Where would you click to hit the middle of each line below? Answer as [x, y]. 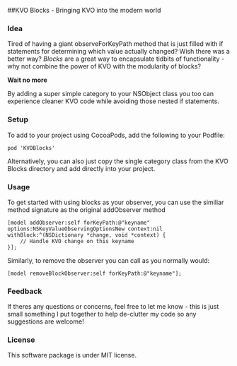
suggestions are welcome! [46, 321]
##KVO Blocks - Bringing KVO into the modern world [84, 10]
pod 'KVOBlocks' [31, 148]
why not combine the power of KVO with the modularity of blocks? [104, 66]
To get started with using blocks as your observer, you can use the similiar [116, 202]
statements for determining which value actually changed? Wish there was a [118, 52]
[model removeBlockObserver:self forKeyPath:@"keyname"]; [94, 273]
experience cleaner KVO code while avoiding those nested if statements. [113, 101]
